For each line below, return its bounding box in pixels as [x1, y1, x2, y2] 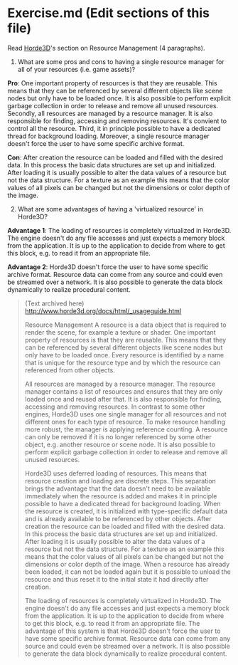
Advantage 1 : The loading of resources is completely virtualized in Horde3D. [7, 226, 232, 234]
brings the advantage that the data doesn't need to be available [24, 484, 211, 493]
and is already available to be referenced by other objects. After [24, 514, 212, 523]
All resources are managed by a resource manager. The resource [24, 379, 216, 388]
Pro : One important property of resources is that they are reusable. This [7, 78, 218, 87]
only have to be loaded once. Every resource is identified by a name [24, 350, 225, 359]
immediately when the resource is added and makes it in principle [24, 491, 217, 500]
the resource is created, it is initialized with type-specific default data [24, 507, 228, 515]
